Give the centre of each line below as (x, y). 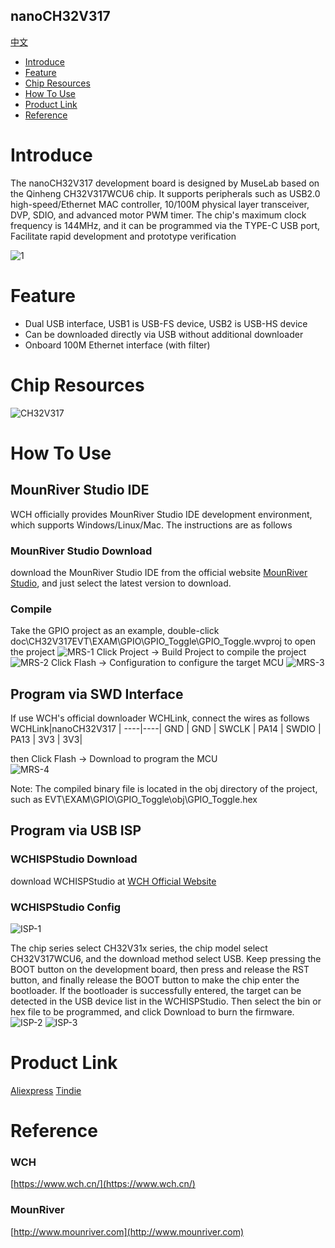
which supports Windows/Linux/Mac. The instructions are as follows (151, 525)
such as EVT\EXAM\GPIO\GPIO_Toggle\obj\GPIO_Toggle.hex (134, 800)
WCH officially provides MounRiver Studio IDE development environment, (161, 514)
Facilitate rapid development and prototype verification (123, 236)
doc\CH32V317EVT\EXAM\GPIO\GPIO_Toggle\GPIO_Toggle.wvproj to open (163, 641)
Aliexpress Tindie (46, 1090)
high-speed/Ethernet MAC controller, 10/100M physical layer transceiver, (160, 204)
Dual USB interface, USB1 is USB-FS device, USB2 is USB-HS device (166, 323)
